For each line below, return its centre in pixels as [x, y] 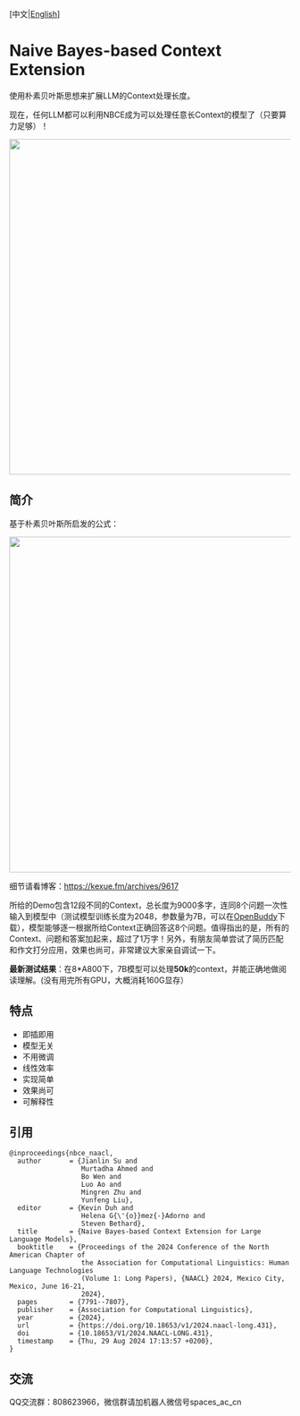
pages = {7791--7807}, [73, 1302]
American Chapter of [48, 1255]
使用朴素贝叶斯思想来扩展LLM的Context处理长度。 [102, 95]
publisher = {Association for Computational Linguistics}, [135, 1310]
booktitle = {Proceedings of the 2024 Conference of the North [143, 1248]
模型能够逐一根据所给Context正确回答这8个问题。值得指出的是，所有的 [159, 927]
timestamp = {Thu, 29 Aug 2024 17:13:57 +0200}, [116, 1342]
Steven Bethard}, [113, 1224]
